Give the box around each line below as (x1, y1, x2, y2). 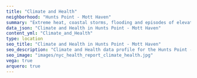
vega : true (6, 57, 33, 63)
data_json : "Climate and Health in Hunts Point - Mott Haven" (6, 25, 161, 31)
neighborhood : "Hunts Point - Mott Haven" (6, 14, 111, 20)
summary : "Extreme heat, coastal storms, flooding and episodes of (6, 19, 175, 25)
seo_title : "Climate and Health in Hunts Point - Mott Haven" (6, 42, 161, 48)
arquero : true (6, 63, 41, 69)
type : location (6, 36, 43, 42)
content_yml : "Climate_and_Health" (6, 30, 93, 36)
